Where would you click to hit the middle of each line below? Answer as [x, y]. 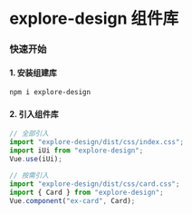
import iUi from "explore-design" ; [77, 151]
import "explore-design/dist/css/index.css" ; [96, 142]
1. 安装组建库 [33, 73]
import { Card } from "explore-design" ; [87, 192]
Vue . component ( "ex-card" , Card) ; [72, 200]
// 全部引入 [29, 134]
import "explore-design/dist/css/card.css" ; [95, 184]
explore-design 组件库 [94, 19]
